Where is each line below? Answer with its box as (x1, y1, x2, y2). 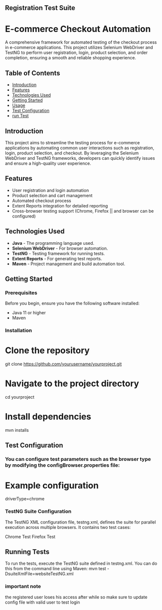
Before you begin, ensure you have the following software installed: (5, 301, 140, 306)
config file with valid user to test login (5, 599, 80, 605)
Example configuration (5, 480, 99, 491)
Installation (5, 327, 32, 334)
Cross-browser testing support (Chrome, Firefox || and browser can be (12, 208, 154, 214)
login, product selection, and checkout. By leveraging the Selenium (5, 150, 139, 156)
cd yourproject (5, 394, 35, 400)
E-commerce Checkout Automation (5, 23, 151, 34)
